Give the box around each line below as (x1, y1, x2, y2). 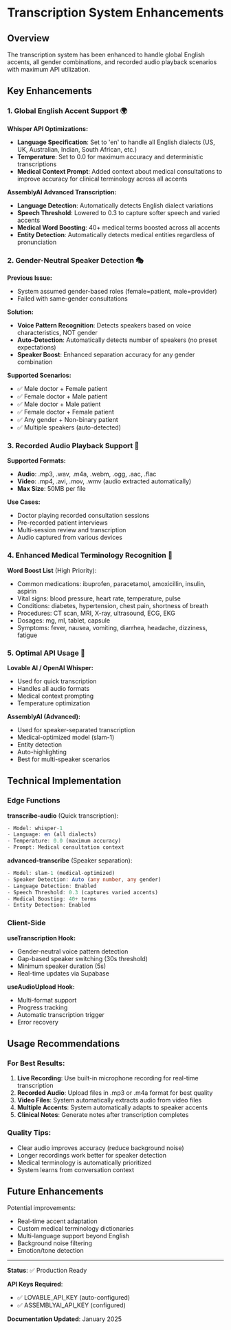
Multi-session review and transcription (16, 526, 126, 534)
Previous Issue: (7, 274, 53, 282)
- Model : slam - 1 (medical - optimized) (7, 870, 115, 877)
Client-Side (7, 918, 46, 928)
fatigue (16, 631, 38, 639)
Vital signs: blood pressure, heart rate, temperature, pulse (16, 594, 181, 603)
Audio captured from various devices (16, 533, 122, 542)
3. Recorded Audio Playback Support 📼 (7, 441, 140, 450)
